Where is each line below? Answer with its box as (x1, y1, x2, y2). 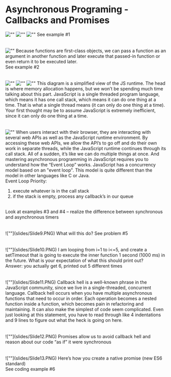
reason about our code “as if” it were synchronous (5, 339, 111, 345)
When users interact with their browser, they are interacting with (15, 129, 151, 135)
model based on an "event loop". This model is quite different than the (5, 167, 153, 173)
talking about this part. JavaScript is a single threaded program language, (5, 91, 160, 97)
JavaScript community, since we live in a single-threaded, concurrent (5, 285, 152, 291)
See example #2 (5, 64, 40, 70)
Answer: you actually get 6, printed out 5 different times (5, 263, 123, 269)
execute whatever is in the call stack (12, 187, 89, 194)
